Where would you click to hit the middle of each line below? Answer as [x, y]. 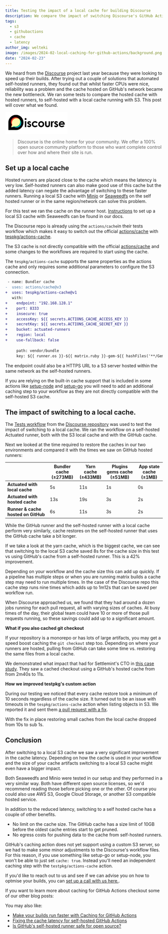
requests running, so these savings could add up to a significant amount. [80, 618]
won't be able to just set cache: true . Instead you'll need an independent [80, 860]
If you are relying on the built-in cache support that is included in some [78, 380]
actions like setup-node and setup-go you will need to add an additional [79, 386]
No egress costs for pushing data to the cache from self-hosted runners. [87, 835]
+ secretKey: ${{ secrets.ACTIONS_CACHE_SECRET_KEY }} [67, 324]
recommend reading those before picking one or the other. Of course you [81, 789]
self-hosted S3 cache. [28, 396]
